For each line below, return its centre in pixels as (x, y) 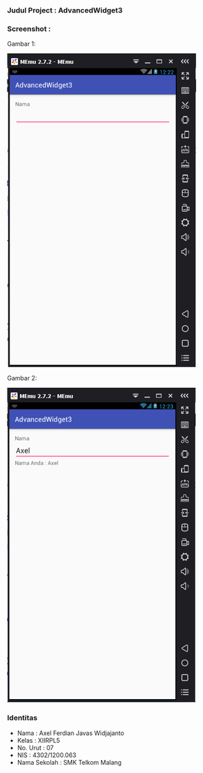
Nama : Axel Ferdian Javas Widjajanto (71, 733)
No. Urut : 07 (35, 747)
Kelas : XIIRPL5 (39, 740)
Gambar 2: (22, 378)
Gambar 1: (22, 44)
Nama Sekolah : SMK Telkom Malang (69, 762)
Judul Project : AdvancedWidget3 (65, 10)
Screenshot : (29, 28)
